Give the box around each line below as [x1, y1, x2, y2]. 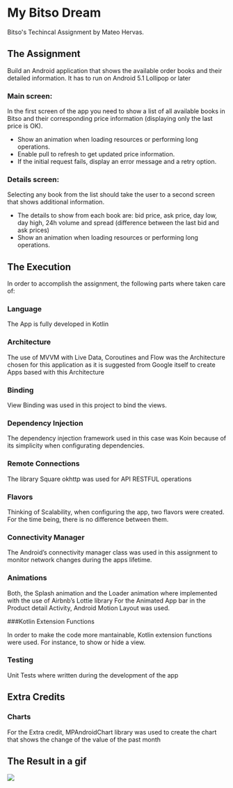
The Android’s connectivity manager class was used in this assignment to [7, 548, 218, 557]
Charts [7, 712, 31, 722]
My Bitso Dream [7, 5, 102, 21]
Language [7, 304, 42, 314]
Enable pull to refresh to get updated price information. [17, 150, 175, 158]
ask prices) [17, 226, 50, 234]
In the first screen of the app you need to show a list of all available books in [7, 107, 225, 115]
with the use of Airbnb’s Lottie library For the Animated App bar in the [7, 596, 207, 605]
